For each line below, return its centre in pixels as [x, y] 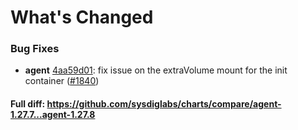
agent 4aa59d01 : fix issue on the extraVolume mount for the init [156, 70]
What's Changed [82, 17]
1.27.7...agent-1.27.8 [53, 115]
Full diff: [28, 104]
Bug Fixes [35, 49]
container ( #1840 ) [62, 81]
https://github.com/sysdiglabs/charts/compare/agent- [164, 104]
